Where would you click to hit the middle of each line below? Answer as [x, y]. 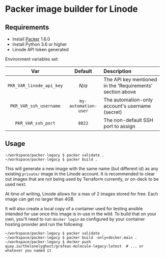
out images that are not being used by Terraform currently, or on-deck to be [82, 179]
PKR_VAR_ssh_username [35, 106]
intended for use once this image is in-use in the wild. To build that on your [81, 214]
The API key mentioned [130, 80]
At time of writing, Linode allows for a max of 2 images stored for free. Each [82, 193]
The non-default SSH [128, 120]
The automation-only [128, 100]
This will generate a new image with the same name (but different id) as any [82, 168]
